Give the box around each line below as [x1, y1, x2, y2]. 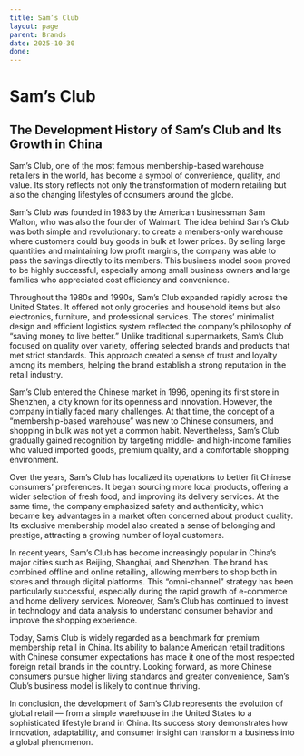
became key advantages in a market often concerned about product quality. [9, 510, 294, 522]
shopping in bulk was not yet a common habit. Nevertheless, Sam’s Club [9, 426, 279, 437]
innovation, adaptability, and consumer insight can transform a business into [9, 727, 295, 738]
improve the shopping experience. [9, 614, 138, 626]
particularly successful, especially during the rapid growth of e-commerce [9, 586, 288, 597]
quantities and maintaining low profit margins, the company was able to [9, 246, 277, 257]
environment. [9, 455, 59, 466]
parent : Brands [9, 30, 67, 39]
